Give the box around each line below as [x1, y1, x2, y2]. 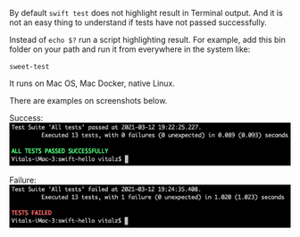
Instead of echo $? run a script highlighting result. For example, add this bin [9, 35, 286, 45]
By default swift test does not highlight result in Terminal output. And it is [9, 8, 283, 18]
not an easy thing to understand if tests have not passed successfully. [9, 17, 267, 28]
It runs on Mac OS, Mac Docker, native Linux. [9, 78, 176, 89]
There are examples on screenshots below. [9, 96, 168, 106]
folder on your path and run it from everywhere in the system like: [9, 44, 251, 55]
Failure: [9, 174, 37, 185]
